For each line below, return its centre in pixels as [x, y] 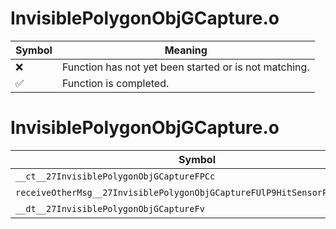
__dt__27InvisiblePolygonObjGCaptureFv [110, 208]
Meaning [186, 50]
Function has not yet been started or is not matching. [185, 67]
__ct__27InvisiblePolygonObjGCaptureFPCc [115, 176]
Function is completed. [115, 83]
